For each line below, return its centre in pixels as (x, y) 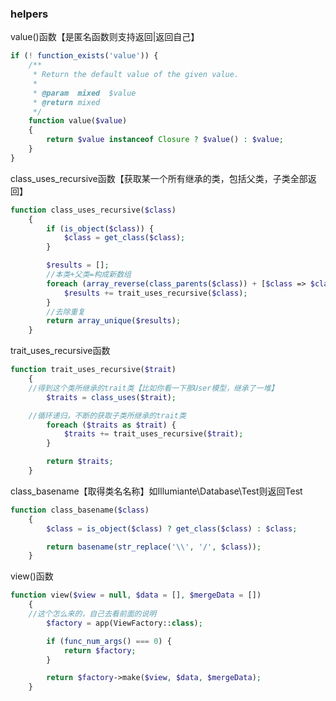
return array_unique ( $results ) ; (114, 321)
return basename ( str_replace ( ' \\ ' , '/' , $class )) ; (154, 547)
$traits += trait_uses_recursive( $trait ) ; (153, 434)
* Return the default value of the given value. (136, 75)
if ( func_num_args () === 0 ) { (109, 641)
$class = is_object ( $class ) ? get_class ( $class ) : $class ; (172, 528)
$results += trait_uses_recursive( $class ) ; (155, 293)
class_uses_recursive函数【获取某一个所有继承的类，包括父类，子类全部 (159, 178)
